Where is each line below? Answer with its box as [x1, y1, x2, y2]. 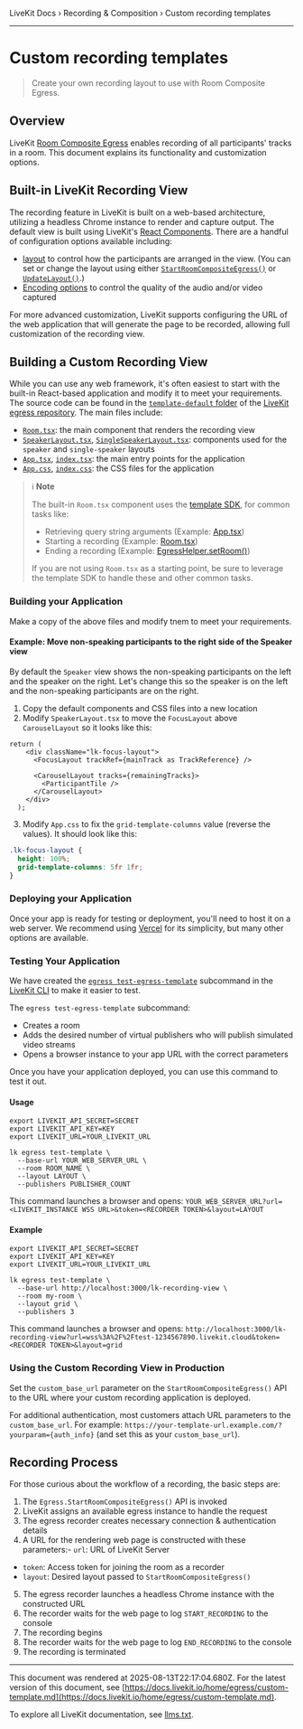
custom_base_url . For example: [9, 1419, 124, 1430]
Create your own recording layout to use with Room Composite [31, 77, 266, 89]
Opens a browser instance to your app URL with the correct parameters [22, 1048, 289, 1059]
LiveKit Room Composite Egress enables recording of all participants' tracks [9, 137, 292, 148]
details [22, 1525, 48, 1536]
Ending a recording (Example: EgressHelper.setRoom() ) [44, 546, 251, 557]
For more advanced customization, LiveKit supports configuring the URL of [9, 309, 289, 320]
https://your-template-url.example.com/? [124, 1421, 282, 1430]
